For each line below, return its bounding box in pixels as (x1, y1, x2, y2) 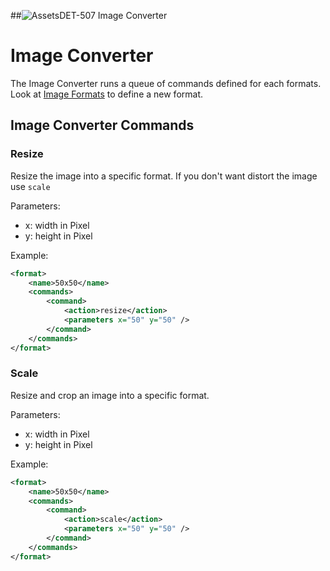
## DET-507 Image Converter (10, 10, 168, 21)
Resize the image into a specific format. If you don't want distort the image (10, 170, 318, 182)
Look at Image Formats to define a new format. (10, 88, 204, 100)
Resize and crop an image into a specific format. (10, 389, 210, 401)
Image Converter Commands (10, 117, 195, 134)
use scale (10, 180, 51, 192)
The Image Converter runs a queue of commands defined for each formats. (10, 77, 322, 89)
